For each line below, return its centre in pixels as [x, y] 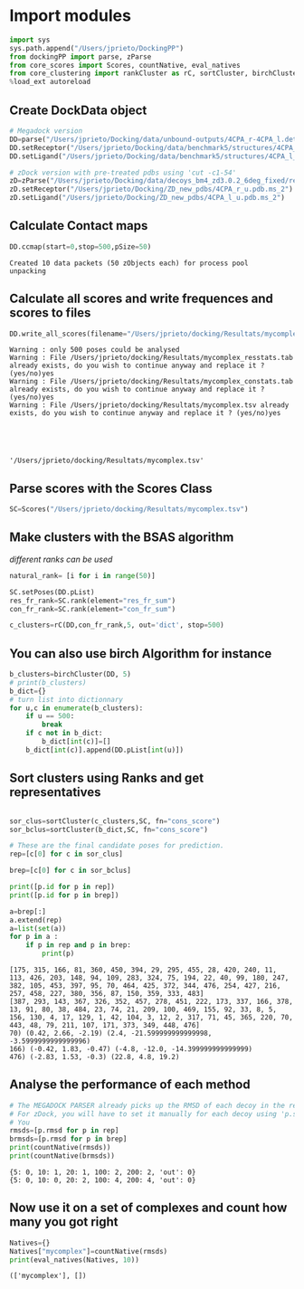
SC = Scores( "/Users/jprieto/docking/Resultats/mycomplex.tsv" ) [129, 509]
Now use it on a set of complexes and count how [148, 1208]
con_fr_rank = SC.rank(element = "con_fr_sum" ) [93, 609]
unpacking [28, 271]
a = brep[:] [28, 911]
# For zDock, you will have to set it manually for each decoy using [143, 1114]
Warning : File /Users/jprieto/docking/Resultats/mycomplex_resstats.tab [152, 358]
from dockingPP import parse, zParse [81, 57]
